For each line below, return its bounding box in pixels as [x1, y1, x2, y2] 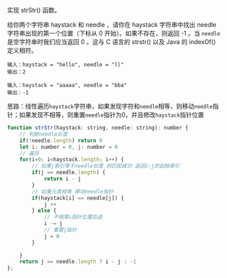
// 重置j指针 [43, 227, 77, 233]
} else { [32, 207, 57, 214]
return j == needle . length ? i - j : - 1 [19, 258, 136, 266]
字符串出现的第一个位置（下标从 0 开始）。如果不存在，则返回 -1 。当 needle [7, 30, 221, 37]
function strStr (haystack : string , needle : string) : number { [7, 124, 189, 131]
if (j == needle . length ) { [32, 169, 106, 176]
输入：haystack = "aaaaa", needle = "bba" [7, 82, 128, 89]
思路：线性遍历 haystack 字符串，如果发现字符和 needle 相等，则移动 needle [7, 102, 213, 110]
